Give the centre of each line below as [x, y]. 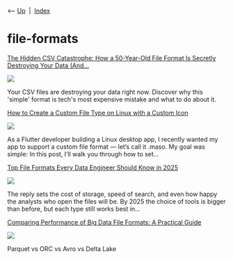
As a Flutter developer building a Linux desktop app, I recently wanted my [113, 139]
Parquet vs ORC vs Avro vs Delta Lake [62, 249]
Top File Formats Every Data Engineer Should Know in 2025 [93, 168]
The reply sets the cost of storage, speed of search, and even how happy [112, 194]
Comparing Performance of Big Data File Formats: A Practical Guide [104, 222]
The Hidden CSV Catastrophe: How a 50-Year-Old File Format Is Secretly [112, 58]
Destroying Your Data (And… [48, 65]
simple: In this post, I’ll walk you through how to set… [83, 154]
